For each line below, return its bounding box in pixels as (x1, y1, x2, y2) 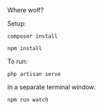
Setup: (7, 19, 27, 27)
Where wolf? (7, 6, 44, 14)
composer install (7, 33, 58, 40)
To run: (7, 57, 28, 65)
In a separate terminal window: (7, 83, 97, 91)
